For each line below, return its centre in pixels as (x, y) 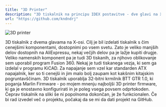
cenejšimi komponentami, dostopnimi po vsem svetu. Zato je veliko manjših (82, 48)
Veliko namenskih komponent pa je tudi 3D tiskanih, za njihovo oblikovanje (81, 58)
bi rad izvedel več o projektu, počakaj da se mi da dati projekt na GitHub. (79, 100)
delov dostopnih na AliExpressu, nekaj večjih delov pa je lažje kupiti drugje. (82, 53)
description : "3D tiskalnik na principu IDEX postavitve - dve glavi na (82, 14)
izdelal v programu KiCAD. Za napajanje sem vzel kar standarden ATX (76, 68)
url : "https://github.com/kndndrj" (42, 19)
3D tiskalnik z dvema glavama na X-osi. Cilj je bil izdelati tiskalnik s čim (77, 42)
